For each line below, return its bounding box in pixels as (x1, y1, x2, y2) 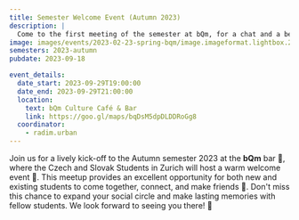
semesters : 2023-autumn (9, 46, 98, 55)
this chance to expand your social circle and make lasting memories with (9, 191, 276, 201)
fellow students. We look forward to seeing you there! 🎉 (9, 200, 213, 210)
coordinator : (17, 120, 66, 129)
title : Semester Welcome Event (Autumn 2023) (9, 12, 181, 22)
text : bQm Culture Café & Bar (25, 103, 138, 112)
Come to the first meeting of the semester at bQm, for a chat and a (17, 29, 280, 38)
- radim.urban (25, 128, 77, 138)
